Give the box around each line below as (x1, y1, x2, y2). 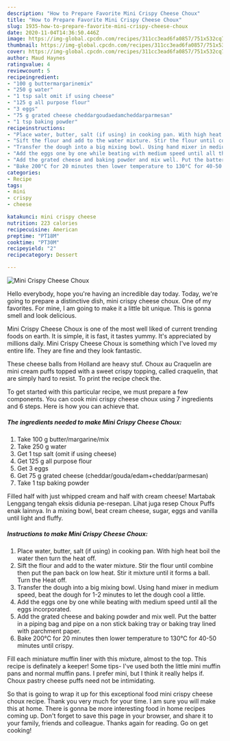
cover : (7, 49, 26, 55)
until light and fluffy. (7, 514, 64, 522)
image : (7, 36, 26, 42)
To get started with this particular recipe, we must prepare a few (7, 388, 188, 396)
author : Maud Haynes (7, 55, 66, 62)
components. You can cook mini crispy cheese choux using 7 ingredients (7, 395, 214, 403)
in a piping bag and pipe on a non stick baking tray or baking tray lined (16, 619, 216, 627)
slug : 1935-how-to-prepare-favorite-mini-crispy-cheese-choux (7, 23, 188, 29)
